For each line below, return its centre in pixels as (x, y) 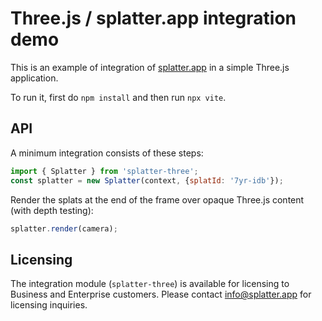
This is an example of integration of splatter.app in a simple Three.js (150, 67)
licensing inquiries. (49, 305)
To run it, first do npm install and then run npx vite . (118, 97)
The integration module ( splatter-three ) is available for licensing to (150, 284)
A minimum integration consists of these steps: (107, 153)
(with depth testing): (52, 210)
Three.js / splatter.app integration (153, 18)
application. (34, 78)
